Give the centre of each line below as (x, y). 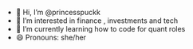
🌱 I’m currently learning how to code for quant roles (100, 29)
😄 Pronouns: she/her (51, 37)
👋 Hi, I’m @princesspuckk (58, 12)
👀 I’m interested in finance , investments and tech (97, 21)
